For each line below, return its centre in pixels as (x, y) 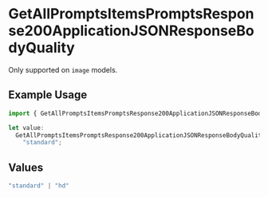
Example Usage (48, 95)
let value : (26, 128)
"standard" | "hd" (39, 186)
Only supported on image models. (63, 69)
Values (26, 167)
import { (23, 113)
